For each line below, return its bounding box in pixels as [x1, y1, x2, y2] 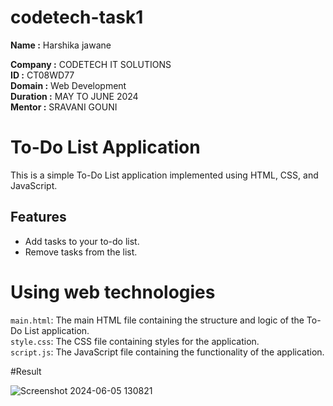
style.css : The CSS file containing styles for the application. [10, 335, 260, 347]
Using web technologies [10, 281, 216, 303]
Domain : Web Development [10, 79, 127, 91]
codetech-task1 [10, 6, 144, 29]
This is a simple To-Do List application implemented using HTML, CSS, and [10, 169, 319, 181]
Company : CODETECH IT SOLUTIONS [10, 58, 172, 70]
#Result [10, 365, 42, 377]
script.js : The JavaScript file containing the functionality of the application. [10, 346, 325, 358]
